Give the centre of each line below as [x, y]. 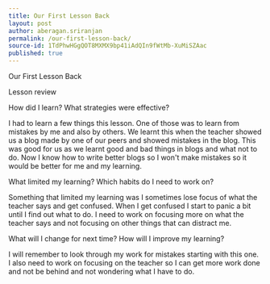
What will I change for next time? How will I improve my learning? [116, 238]
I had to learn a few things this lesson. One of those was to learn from [124, 123]
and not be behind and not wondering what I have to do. [102, 271]
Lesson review [33, 92]
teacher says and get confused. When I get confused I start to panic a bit [130, 206]
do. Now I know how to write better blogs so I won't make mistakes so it [128, 157]
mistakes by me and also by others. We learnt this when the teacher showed [135, 132]
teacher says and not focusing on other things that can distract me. [120, 223]
